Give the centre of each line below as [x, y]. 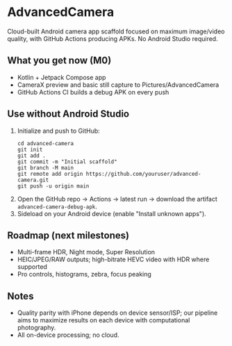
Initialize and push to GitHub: [59, 131]
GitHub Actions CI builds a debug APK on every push [93, 92]
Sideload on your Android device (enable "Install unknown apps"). [111, 213]
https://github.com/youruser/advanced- [143, 174]
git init [30, 149]
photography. [36, 328]
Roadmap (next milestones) [68, 235]
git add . [32, 156]
